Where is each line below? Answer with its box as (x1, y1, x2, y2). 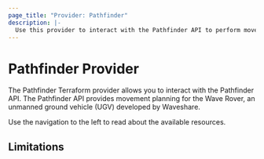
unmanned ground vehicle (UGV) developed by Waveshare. (8, 103, 200, 112)
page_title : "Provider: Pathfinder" (8, 11, 128, 20)
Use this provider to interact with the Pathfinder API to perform (15, 26, 241, 34)
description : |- (8, 19, 61, 27)
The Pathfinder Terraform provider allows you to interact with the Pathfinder (8, 85, 254, 95)
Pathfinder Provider (8, 60, 140, 78)
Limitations (8, 140, 64, 154)
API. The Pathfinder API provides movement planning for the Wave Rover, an (8, 94, 255, 103)
